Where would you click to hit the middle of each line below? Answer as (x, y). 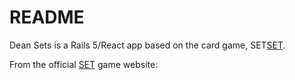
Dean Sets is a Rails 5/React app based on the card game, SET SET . (147, 45)
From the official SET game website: (84, 64)
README (47, 17)
